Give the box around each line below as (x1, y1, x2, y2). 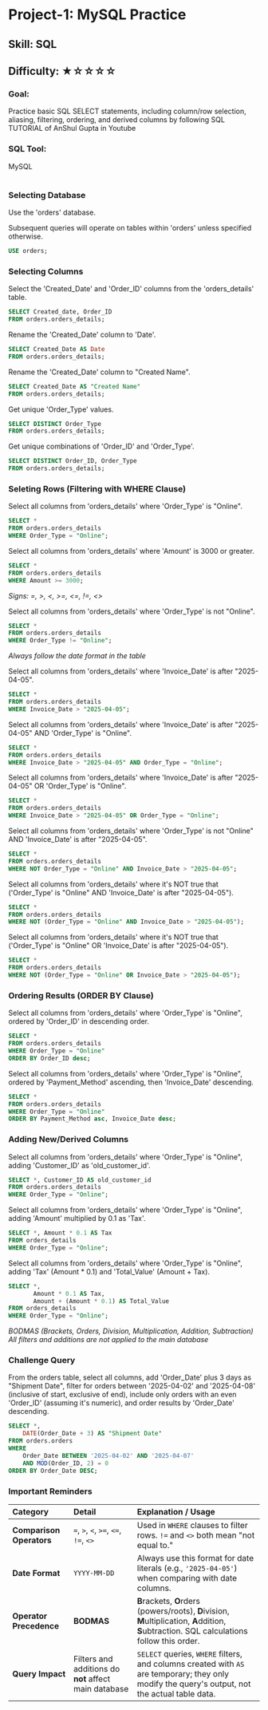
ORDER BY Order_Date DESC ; (8, 1467, 98, 1475)
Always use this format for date (136, 1552, 254, 1563)
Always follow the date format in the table (8, 651, 146, 661)
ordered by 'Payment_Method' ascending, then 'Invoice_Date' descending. (8, 1077, 254, 1087)
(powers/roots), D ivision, (136, 1605, 230, 1617)
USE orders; (8, 247, 48, 255)
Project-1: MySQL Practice (8, 6, 187, 24)
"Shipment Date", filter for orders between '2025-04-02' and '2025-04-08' (8, 1381, 256, 1391)
